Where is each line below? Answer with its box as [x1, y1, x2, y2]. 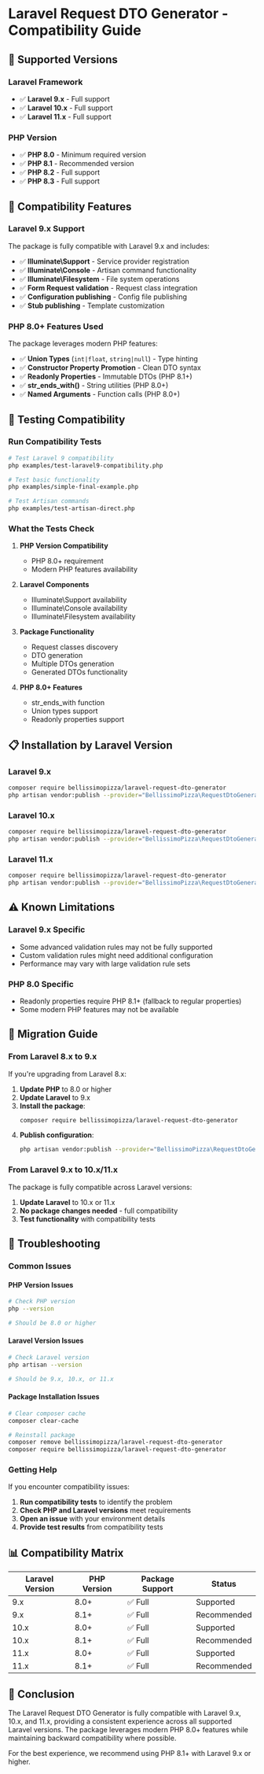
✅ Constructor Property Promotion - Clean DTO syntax [19, 363, 202, 372]
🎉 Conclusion [8, 1687, 75, 1701]
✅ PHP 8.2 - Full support [19, 168, 101, 177]
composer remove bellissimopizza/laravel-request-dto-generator [8, 1438, 223, 1447]
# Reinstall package [8, 1431, 76, 1439]
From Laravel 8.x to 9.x [8, 1051, 97, 1063]
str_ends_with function [31, 698, 105, 708]
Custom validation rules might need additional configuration [19, 950, 214, 960]
